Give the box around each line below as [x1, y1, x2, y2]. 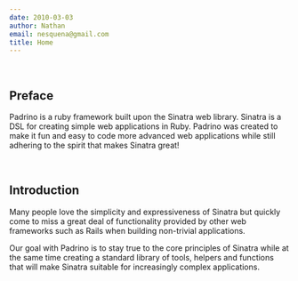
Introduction [9, 183, 80, 198]
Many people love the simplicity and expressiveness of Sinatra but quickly [9, 206, 281, 217]
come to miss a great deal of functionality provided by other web [9, 215, 247, 227]
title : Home [9, 37, 53, 47]
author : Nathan [9, 21, 66, 30]
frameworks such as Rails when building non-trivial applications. [9, 225, 246, 236]
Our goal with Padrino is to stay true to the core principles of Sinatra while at [9, 242, 289, 253]
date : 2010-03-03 [9, 12, 74, 22]
